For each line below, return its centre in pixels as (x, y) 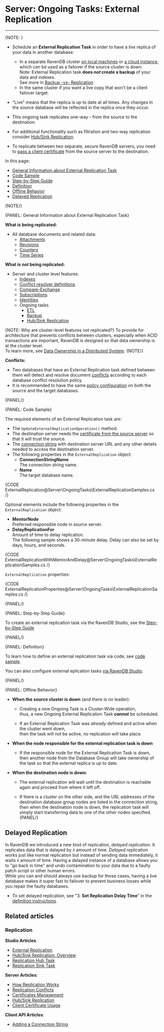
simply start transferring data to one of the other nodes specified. (85, 812)
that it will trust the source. (39, 439)
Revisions (29, 244)
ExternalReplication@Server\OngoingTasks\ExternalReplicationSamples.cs (80, 490)
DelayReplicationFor (33, 529)
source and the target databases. (45, 390)
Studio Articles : (21, 941)
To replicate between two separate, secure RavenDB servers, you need (84, 146)
